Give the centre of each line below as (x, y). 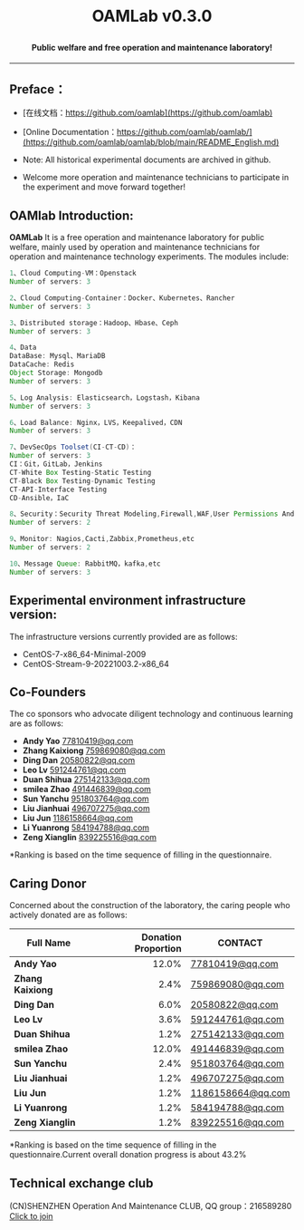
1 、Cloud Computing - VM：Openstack (73, 274)
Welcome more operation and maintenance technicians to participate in (156, 178)
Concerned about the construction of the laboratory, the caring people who (150, 906)
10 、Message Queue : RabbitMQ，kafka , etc (85, 564)
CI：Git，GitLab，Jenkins (56, 464)
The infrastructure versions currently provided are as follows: (123, 636)
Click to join (31, 1215)
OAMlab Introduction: (71, 215)
